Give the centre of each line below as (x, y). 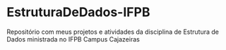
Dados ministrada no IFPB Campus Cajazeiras (73, 39)
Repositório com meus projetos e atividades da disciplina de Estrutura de (113, 32)
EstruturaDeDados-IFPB (78, 12)
